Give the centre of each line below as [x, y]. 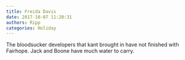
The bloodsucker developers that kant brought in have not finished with [92, 45]
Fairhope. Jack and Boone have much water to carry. [70, 51]
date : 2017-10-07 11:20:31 [39, 17]
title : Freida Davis [31, 11]
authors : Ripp [23, 22]
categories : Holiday [31, 28]
